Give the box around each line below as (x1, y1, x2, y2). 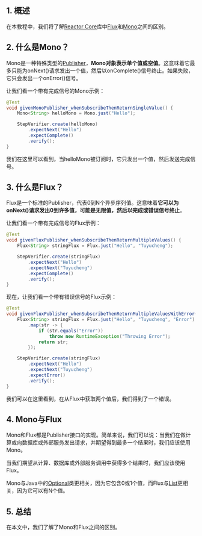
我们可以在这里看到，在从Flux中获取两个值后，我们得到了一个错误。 (6, 395, 175, 402)
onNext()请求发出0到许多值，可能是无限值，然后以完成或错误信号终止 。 (6, 207, 185, 214)
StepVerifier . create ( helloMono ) (17, 121, 98, 128)
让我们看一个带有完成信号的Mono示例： (6, 87, 105, 95)
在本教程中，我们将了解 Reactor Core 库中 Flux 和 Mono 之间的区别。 (6, 23, 170, 30)
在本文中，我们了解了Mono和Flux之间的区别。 (6, 523, 121, 531)
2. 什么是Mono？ (6, 42, 69, 52)
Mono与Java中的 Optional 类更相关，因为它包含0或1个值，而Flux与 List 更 (6, 479, 183, 487)
